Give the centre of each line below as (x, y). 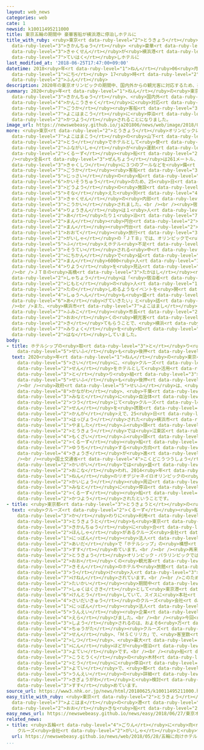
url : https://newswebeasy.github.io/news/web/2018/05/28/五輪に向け (98, 736)
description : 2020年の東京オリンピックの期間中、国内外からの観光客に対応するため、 (102, 86)
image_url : (20, 125)
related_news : (24, 720)
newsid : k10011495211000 (38, 29)
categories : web (27, 18)
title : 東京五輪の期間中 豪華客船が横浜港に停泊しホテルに (71, 35)
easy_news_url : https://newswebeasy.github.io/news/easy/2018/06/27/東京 (101, 714)
